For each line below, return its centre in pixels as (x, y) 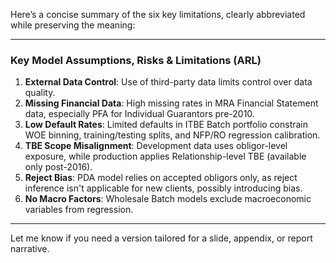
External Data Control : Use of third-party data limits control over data (168, 82)
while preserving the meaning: (73, 25)
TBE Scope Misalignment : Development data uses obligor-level (156, 146)
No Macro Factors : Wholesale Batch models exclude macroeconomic (168, 199)
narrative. (30, 249)
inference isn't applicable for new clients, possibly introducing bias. (163, 188)
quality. (40, 93)
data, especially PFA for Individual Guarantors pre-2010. (139, 114)
